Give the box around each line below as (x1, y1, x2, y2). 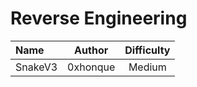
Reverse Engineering (10, 7, 188, 30)
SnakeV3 (15, 60, 58, 74)
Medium (128, 60, 167, 74)
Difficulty (124, 43, 171, 57)
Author (74, 43, 109, 57)
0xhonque (67, 60, 116, 74)
